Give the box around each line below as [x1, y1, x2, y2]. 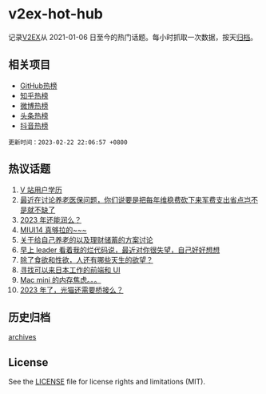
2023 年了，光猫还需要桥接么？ [19, 285, 124, 295]
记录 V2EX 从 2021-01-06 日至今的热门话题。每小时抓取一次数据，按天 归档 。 [8, 32, 258, 42]
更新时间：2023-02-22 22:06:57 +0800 [8, 138, 128, 147]
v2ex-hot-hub [8, 5, 104, 23]
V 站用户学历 [19, 185, 62, 195]
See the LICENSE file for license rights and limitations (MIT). [8, 377, 206, 387]
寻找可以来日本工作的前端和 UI [19, 265, 121, 275]
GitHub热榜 [19, 81, 58, 90]
